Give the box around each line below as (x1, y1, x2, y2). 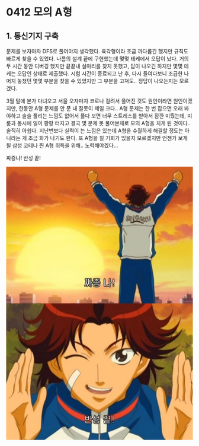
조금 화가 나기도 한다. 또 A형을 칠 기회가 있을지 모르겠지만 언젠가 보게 (28, 135, 188, 141)
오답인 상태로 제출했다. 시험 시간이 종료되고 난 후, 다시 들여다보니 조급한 (17, 70, 183, 77)
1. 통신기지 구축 (6, 31, 59, 41)
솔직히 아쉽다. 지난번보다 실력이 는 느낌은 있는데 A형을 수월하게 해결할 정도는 (6, 127, 184, 134)
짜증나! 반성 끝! (6, 155, 41, 161)
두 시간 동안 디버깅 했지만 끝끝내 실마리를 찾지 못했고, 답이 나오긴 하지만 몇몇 (6, 63, 183, 69)
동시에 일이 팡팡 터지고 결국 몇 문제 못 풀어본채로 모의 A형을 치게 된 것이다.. (17, 120, 191, 126)
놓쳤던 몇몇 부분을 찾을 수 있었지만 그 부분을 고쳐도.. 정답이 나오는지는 (17, 78, 178, 84)
